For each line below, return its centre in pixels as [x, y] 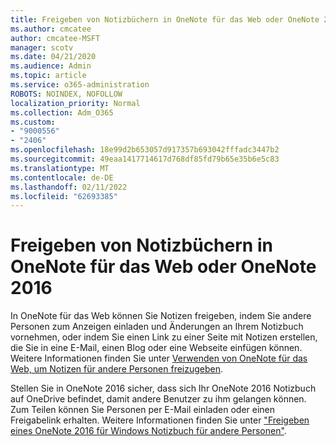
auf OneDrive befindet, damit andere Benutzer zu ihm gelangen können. [158, 399]
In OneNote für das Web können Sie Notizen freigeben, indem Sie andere [161, 316]
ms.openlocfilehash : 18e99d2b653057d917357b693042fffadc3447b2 [145, 150]
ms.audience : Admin [51, 66]
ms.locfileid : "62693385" [64, 196]
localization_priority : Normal [75, 103]
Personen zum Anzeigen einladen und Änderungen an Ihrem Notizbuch [157, 327]
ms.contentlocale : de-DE [62, 177]
